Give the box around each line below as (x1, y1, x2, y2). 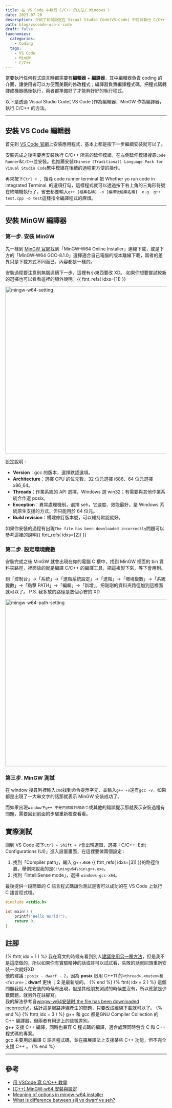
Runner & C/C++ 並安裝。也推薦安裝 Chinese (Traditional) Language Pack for (5, 158, 163, 165)
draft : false (5, 27, 33, 32)
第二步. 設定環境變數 (5, 546, 56, 553)
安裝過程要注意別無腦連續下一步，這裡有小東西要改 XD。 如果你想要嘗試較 (5, 269, 162, 276)
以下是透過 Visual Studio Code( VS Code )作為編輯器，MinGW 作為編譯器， (5, 99, 164, 105)
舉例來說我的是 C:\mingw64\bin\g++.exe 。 (21, 866, 109, 872)
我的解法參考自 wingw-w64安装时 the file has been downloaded (5, 998, 139, 1005)
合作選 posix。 (17, 495, 49, 501)
